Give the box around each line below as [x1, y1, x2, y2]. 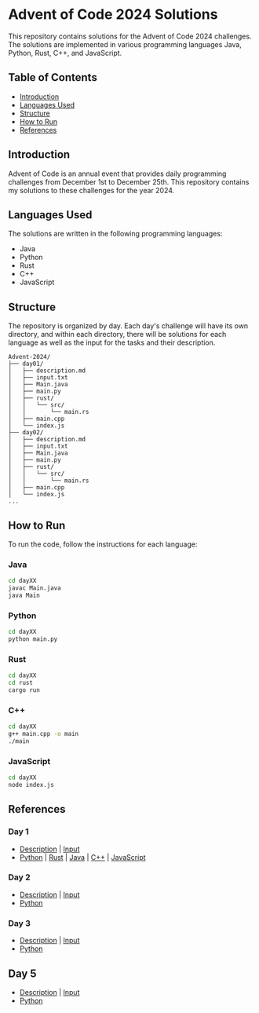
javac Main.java [8, 584, 61, 592]
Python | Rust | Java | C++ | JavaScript [19, 852, 147, 861]
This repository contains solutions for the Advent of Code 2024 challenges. [8, 31, 252, 41]
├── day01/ [8, 360, 44, 368]
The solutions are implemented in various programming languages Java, [8, 39, 242, 49]
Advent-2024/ [8, 353, 51, 361]
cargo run [8, 686, 41, 694]
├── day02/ [8, 429, 44, 437]
